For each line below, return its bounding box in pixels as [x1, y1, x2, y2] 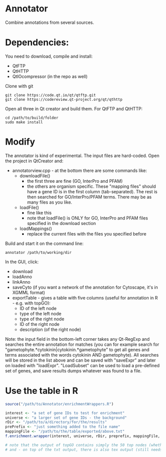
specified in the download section [27, 220, 96, 226]
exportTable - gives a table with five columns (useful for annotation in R [12, 295, 158, 301]
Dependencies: [5, 37, 69, 48]
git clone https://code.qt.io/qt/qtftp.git [5, 92, 96, 97]
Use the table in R [5, 385, 78, 396]
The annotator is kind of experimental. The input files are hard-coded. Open [5, 152, 160, 158]
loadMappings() [19, 226, 52, 231]
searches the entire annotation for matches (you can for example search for [5, 341, 160, 347]
